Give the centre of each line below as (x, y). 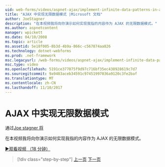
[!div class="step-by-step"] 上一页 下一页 (59, 159)
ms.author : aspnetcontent (31, 28)
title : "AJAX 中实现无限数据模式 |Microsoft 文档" (54, 14)
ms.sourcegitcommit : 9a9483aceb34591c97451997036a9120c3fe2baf (71, 74)
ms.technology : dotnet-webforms (38, 51)
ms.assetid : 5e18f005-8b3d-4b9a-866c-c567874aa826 (58, 46)
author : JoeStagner (25, 19)
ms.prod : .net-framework (30, 55)
